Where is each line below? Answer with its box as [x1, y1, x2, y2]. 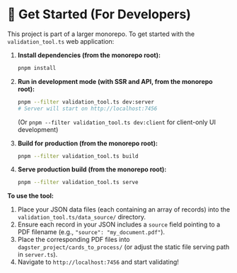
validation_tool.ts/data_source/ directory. [17, 213, 146, 222]
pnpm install [17, 64, 57, 71]
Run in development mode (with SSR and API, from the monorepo [17, 77, 214, 85]
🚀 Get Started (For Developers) [7, 6, 191, 23]
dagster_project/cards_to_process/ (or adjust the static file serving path [17, 243, 230, 251]
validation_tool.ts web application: [7, 37, 115, 45]
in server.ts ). [17, 250, 58, 259]
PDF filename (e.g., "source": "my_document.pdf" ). [17, 228, 165, 236]
